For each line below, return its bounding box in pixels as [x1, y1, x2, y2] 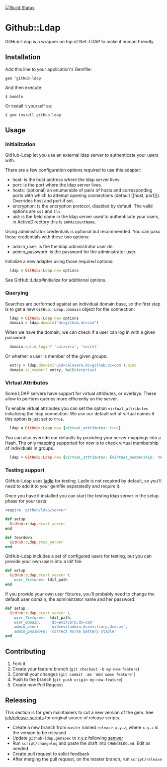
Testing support [5, 467, 45, 474]
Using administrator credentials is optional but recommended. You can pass [5, 229, 161, 235]
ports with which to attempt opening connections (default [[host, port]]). [12, 192, 161, 198]
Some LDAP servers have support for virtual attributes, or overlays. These [5, 390, 157, 396]
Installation [5, 53, 41, 62]
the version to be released [12, 729, 66, 736]
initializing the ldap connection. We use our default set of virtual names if [5, 411, 155, 417]
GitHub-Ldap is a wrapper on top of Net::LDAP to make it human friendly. [5, 38, 155, 44]
